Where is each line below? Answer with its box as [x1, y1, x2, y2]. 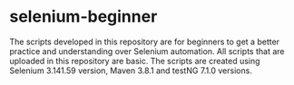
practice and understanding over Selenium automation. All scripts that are [9, 45, 285, 56]
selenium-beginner [9, 6, 158, 27]
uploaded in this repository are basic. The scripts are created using [9, 55, 260, 66]
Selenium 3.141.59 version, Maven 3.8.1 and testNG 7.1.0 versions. [9, 65, 252, 76]
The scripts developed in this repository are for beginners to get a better [9, 36, 279, 47]
